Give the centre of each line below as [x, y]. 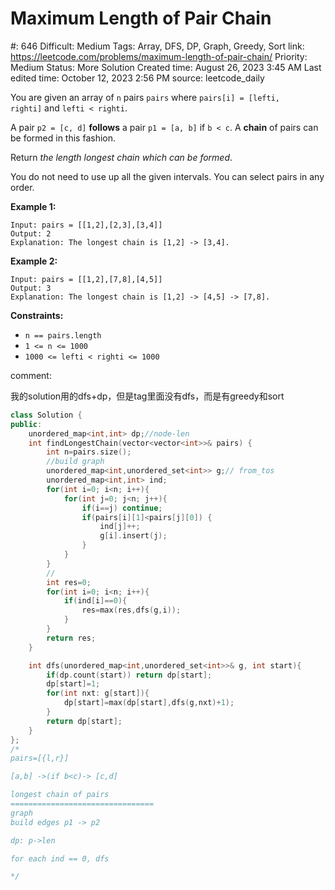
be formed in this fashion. [63, 138]
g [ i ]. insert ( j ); [133, 536]
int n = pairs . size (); [89, 452]
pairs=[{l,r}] [40, 758]
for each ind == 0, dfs [60, 858]
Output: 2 [31, 233]
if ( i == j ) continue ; [122, 508]
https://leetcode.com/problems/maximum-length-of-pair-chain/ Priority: [159, 56]
